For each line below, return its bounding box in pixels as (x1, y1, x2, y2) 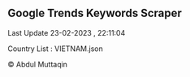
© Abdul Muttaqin (7, 59, 68, 69)
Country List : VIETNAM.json (7, 44, 103, 53)
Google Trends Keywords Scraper (7, 6, 182, 20)
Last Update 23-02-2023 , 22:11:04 (7, 28, 126, 37)
